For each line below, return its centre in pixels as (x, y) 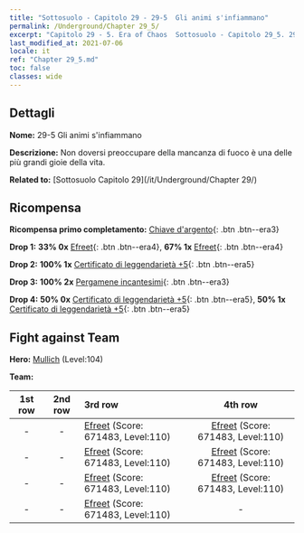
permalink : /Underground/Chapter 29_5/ (85, 26)
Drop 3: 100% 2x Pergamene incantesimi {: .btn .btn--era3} (120, 282)
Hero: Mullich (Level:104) (57, 360)
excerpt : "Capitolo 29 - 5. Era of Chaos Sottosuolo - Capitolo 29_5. (147, 34)
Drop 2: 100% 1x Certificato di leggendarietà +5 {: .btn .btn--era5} (132, 265)
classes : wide (36, 77)
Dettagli (32, 113)
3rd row (102, 405)
